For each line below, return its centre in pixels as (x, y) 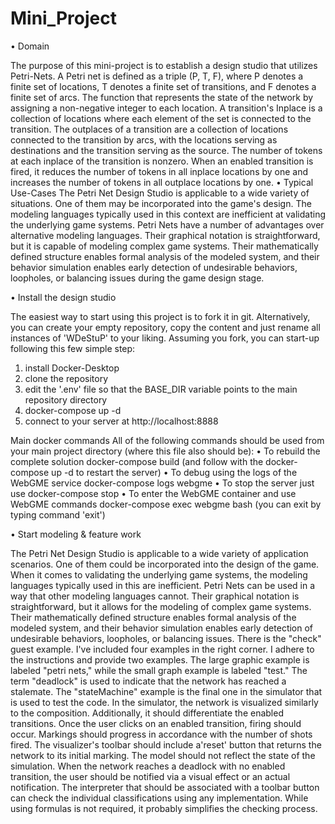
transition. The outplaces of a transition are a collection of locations (149, 129)
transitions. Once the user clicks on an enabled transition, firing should (156, 723)
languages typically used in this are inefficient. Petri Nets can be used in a (163, 585)
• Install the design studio (63, 297)
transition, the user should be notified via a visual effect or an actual (150, 776)
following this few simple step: (73, 348)
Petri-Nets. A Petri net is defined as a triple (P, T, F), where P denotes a (157, 76)
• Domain (30, 46)
